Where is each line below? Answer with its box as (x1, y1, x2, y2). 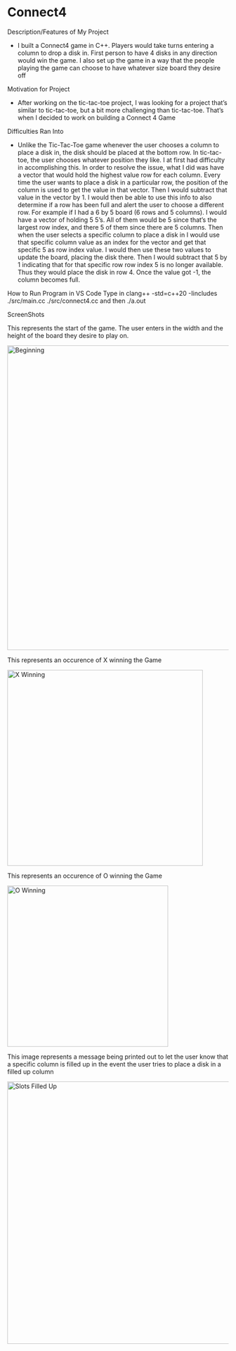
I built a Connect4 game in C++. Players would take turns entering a (17, 41, 214, 49)
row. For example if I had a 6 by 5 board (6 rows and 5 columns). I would (17, 208, 227, 216)
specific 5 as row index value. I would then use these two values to (17, 245, 211, 254)
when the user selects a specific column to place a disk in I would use (17, 230, 220, 239)
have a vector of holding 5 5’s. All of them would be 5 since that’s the (17, 216, 218, 224)
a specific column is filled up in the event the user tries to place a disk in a (7, 1059, 221, 1068)
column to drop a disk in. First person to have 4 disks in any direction (17, 49, 218, 57)
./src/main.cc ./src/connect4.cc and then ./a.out (7, 297, 146, 305)
